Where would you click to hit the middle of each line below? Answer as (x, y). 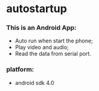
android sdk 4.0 (34, 83)
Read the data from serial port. (53, 54)
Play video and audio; (42, 47)
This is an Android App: (41, 28)
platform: (20, 70)
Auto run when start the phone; (54, 41)
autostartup (37, 9)
